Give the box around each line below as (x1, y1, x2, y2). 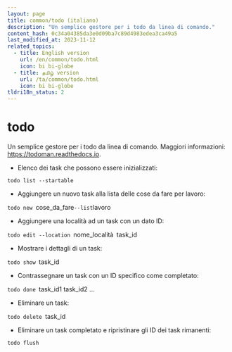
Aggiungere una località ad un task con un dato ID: (17, 217, 165, 225)
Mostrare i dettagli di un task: (17, 244, 103, 253)
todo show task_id (7, 258, 60, 266)
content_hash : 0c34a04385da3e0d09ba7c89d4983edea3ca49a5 (7, 30, 178, 37)
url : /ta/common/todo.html (20, 75, 99, 83)
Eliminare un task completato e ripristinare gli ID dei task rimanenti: (17, 326, 212, 334)
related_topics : (7, 43, 55, 50)
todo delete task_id (7, 313, 66, 321)
